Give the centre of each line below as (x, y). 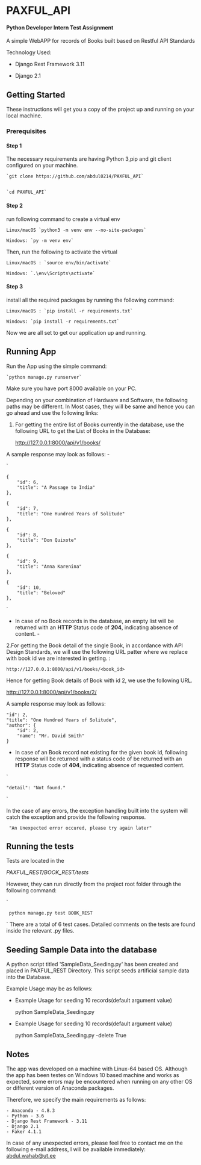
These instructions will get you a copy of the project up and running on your (100, 110)
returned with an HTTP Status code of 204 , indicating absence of (97, 627)
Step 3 (14, 287)
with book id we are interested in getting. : (58, 658)
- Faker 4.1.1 (24, 1132)
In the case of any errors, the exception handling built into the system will (97, 810)
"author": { (21, 725)
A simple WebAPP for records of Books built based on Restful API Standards (101, 41)
